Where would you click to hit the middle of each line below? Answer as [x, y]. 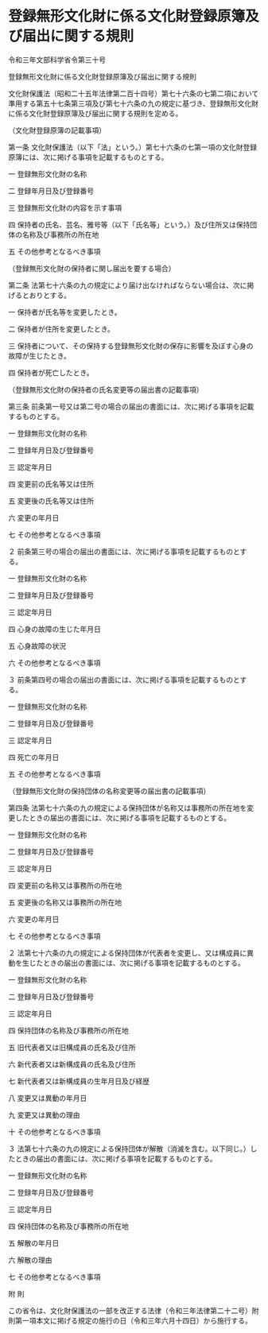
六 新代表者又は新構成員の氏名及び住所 [72, 1064]
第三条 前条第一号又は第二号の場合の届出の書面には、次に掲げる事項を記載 [131, 406]
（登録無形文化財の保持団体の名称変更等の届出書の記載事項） [109, 791]
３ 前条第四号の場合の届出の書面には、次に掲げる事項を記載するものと [124, 680]
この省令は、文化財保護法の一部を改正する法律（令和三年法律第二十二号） [130, 1310]
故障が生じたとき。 [40, 355]
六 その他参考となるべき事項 [54, 663]
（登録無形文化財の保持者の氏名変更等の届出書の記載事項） [106, 389]
